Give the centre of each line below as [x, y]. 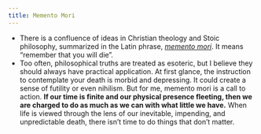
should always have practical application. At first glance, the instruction [135, 71]
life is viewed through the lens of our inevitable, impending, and [122, 113]
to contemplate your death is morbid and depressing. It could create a [132, 80]
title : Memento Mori [42, 15]
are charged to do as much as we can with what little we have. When [133, 105]
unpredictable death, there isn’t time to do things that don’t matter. [127, 121]
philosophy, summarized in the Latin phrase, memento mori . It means [131, 46]
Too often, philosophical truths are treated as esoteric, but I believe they [136, 63]
